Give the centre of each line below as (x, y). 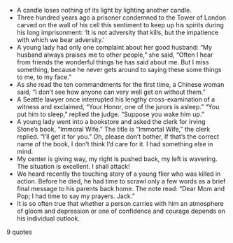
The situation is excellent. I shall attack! (73, 166)
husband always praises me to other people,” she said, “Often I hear (115, 55)
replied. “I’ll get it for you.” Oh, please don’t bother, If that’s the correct (118, 137)
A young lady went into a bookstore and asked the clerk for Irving (111, 121)
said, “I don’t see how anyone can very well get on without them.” (111, 92)
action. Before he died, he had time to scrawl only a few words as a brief (121, 181)
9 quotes (19, 232)
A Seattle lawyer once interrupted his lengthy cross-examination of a (116, 99)
